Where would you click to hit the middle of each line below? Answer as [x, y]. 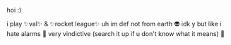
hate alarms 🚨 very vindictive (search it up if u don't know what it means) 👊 [116, 34]
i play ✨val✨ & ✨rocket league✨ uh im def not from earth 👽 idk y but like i [114, 24]
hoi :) [14, 10]
